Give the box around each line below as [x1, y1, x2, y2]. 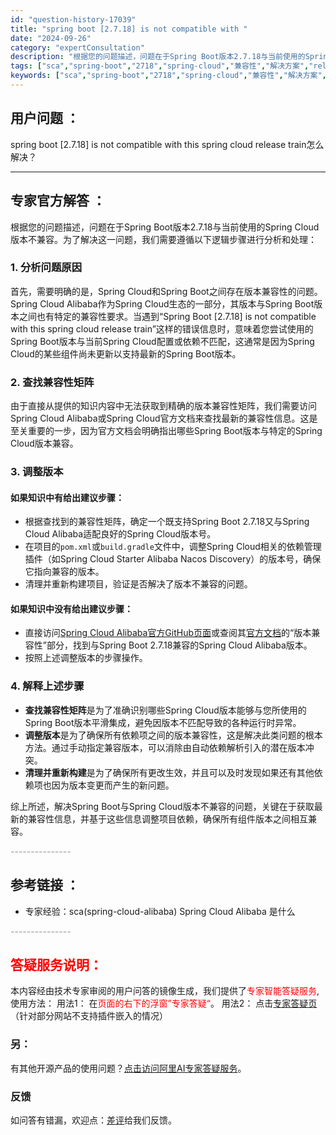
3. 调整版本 [10, 465, 64, 479]
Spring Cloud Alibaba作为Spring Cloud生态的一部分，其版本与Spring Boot [10, 297, 315, 310]
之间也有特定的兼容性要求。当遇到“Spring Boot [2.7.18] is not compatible [18, 310, 317, 322]
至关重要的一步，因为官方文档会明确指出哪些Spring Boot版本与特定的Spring [10, 425, 323, 437]
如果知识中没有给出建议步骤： [10, 602, 133, 615]
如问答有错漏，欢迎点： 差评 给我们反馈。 [10, 1114, 177, 1126]
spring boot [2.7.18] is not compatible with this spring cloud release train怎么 [10, 138, 325, 150]
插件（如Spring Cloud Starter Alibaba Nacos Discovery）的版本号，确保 [24, 553, 322, 565]
